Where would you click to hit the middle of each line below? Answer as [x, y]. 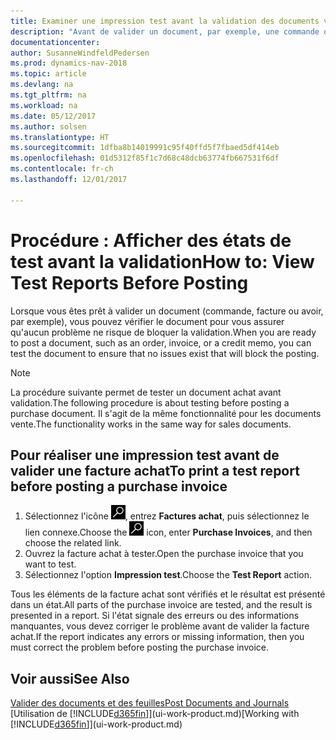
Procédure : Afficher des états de [151, 240]
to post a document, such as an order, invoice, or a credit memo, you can [161, 342]
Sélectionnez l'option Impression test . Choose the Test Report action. [168, 575]
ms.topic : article [48, 74]
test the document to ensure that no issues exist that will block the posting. [165, 353]
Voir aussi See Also [70, 678]
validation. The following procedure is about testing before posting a [150, 402]
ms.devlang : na [42, 85]
